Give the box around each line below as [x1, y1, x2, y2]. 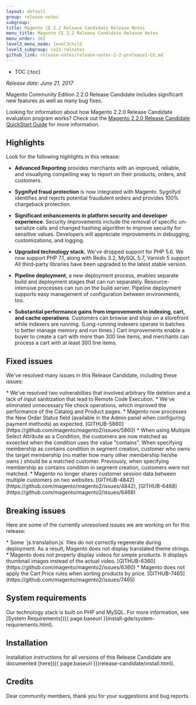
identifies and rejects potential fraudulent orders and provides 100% [14, 194, 179, 202]
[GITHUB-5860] [85, 421, 124, 428]
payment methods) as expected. [6, 421, 84, 428]
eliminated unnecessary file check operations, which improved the [6, 402, 167, 409]
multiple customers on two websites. [6, 476, 95, 483]
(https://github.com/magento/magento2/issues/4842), [6, 483, 137, 490]
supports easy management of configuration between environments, [14, 291, 181, 298]
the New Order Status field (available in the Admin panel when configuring [6, 414, 185, 421]
